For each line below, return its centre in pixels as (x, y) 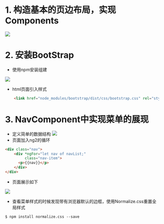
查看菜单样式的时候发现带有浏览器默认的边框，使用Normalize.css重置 (82, 201)
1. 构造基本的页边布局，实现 (61, 10)
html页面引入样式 (30, 89)
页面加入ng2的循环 (31, 140)
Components (32, 21)
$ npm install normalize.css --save (42, 217)
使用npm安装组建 (30, 69)
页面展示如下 (25, 182)
